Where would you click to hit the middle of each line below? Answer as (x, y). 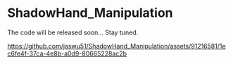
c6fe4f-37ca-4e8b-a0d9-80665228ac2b (67, 53)
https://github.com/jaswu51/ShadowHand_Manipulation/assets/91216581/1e (117, 46)
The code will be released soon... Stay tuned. (73, 32)
